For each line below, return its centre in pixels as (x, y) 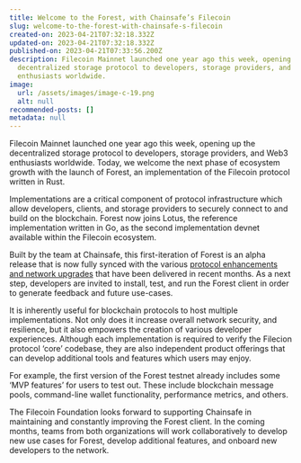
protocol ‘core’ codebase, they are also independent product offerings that (147, 349)
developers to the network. (59, 450)
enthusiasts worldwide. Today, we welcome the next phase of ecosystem (145, 163)
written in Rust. (37, 182)
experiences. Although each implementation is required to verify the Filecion (150, 339)
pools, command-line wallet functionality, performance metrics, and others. (149, 395)
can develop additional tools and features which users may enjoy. (130, 358)
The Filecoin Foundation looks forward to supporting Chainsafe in (130, 412)
